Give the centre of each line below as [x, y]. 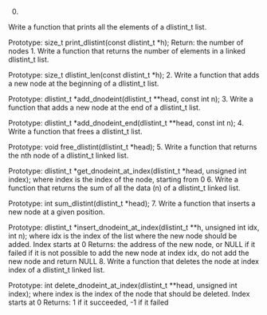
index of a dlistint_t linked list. [57, 270]
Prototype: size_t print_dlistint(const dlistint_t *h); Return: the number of [126, 42]
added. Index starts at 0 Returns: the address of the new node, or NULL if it [132, 244]
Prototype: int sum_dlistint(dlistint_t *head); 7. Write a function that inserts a [132, 203]
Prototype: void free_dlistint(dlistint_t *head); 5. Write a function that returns [133, 147]
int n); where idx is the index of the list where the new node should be [123, 236]
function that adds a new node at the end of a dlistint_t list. [104, 108]
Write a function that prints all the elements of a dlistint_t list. [108, 27]
